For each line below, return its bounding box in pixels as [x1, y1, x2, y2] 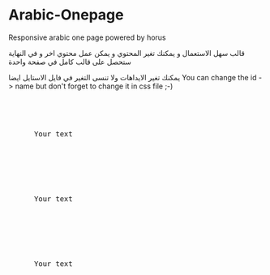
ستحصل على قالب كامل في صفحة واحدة [8, 57, 131, 67]
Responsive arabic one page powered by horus [8, 32, 166, 42]
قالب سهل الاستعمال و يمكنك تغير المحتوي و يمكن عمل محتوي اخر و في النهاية [8, 48, 245, 58]
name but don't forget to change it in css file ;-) [15, 81, 174, 91]
